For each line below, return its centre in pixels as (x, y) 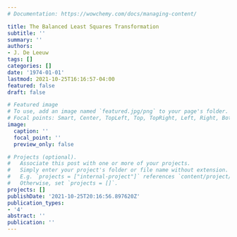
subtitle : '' (26, 33)
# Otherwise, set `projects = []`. (63, 183)
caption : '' (31, 131)
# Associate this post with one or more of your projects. (99, 164)
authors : (20, 47)
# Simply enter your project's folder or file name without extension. (118, 170)
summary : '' (25, 39)
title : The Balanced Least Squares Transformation (83, 26)
